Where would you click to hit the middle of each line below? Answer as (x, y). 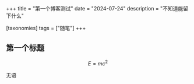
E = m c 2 (98, 63)
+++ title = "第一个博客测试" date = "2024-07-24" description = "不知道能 (95, 8)
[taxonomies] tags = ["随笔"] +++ (46, 28)
